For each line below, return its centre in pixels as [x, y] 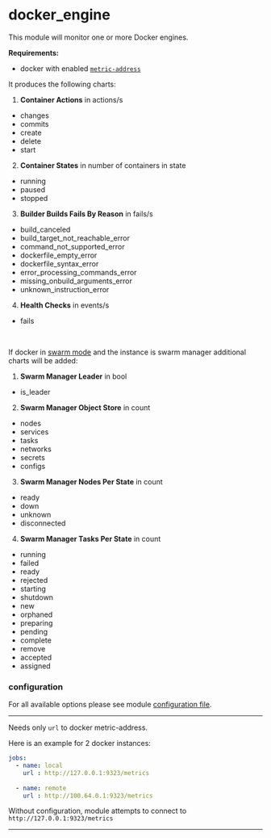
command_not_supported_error [72, 246]
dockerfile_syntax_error [59, 263]
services [34, 432]
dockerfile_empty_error [58, 255]
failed [29, 563]
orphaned [36, 614]
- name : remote [41, 788]
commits [34, 124]
